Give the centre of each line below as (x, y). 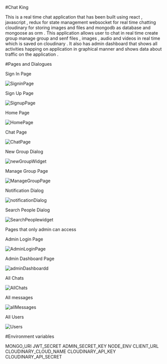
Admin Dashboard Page (30, 259)
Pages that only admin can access (41, 229)
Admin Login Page (24, 239)
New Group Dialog (24, 152)
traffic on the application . (32, 54)
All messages (19, 297)
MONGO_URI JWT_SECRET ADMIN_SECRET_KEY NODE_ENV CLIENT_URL (82, 346)
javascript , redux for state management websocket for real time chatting (81, 22)
